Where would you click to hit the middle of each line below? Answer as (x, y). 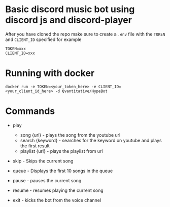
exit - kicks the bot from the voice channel (57, 200)
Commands (30, 111)
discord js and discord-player (69, 20)
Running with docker (50, 73)
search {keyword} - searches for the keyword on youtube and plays (91, 140)
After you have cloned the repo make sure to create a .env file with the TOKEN (85, 34)
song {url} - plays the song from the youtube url (70, 135)
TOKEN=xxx (16, 49)
